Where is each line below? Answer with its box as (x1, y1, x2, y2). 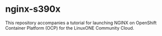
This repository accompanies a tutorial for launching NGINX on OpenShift (5, 20, 157, 26)
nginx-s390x (5, 3, 61, 15)
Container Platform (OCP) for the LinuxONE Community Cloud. (5, 25, 134, 31)
